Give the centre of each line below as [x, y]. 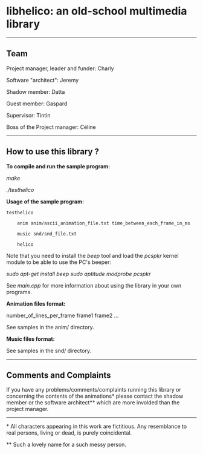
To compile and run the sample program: [58, 166]
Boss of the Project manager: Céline [51, 127]
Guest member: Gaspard [37, 104]
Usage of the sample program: [45, 202]
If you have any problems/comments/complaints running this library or [94, 390]
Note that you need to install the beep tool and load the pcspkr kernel [93, 255]
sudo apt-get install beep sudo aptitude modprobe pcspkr [79, 274]
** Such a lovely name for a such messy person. [66, 445]
